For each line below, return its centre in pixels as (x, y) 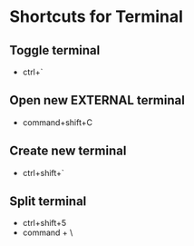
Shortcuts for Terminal (97, 17)
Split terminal (48, 202)
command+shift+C (58, 122)
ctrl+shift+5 (44, 223)
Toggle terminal (55, 50)
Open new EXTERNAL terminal (97, 100)
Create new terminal (68, 151)
